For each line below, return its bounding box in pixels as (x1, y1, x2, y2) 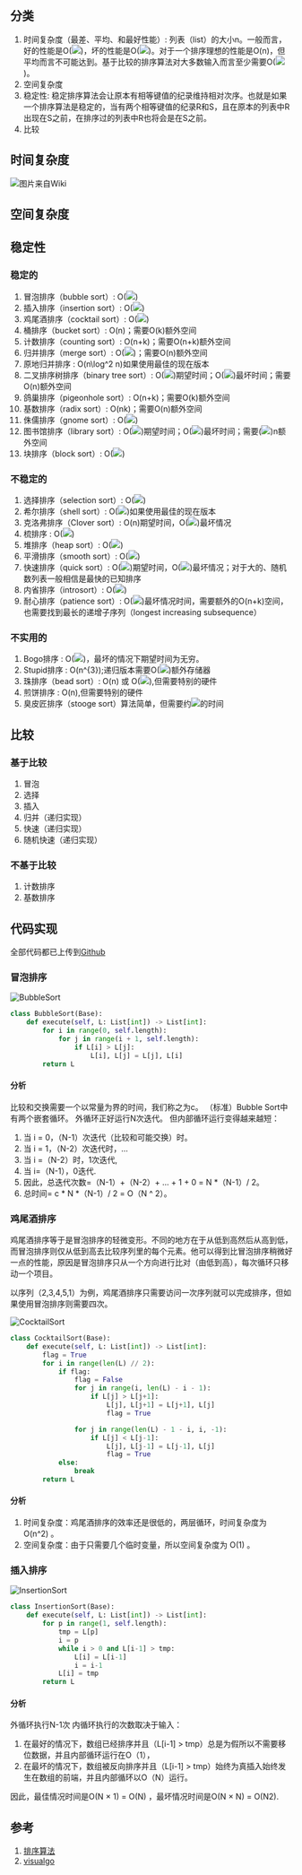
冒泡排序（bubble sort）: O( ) (22, 291, 139, 302)
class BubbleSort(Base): (10, 1010, 103, 1019)
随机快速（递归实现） (22, 834, 102, 845)
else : (57, 1458, 79, 1468)
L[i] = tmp (57, 1669, 99, 1679)
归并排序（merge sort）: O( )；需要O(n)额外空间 (22, 347, 208, 358)
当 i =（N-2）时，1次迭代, (22, 1154, 118, 1165)
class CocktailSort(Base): (10, 1334, 111, 1343)
